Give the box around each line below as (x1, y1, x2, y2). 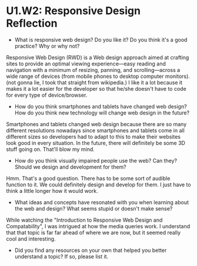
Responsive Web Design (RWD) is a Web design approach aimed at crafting (6, 54, 189, 61)
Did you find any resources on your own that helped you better (14, 247, 167, 254)
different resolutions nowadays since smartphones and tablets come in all (6, 127, 185, 134)
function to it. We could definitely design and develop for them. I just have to (6, 181, 191, 188)
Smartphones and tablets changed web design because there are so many (6, 120, 187, 127)
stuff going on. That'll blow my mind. (6, 146, 95, 153)
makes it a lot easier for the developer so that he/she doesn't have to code (6, 85, 186, 92)
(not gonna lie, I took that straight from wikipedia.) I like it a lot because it (6, 78, 182, 86)
